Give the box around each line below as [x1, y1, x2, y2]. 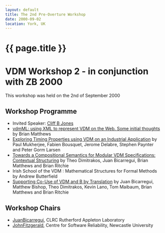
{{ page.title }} [5, 43, 67, 54]
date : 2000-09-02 [5, 16, 41, 21]
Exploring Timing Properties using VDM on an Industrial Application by [12, 136, 157, 142]
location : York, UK [5, 21, 46, 26]
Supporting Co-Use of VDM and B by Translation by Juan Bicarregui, [12, 179, 154, 185]
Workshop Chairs [5, 204, 61, 212]
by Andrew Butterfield [12, 173, 58, 180]
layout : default [5, 7, 39, 12]
